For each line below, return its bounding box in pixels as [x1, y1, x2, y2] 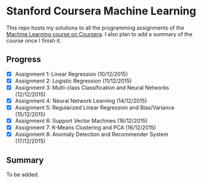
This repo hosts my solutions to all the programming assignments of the [6, 24, 185, 31]
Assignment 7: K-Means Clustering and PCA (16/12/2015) [14, 124, 156, 131]
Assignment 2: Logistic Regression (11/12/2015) [14, 77, 132, 84]
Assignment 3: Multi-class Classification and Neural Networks [14, 84, 169, 91]
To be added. [6, 171, 39, 178]
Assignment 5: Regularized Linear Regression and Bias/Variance [14, 104, 175, 111]
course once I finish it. [6, 37, 62, 44]
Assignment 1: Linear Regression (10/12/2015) [14, 70, 128, 78]
